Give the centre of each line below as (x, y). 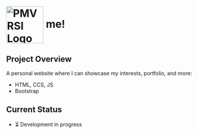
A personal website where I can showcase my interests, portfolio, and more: (99, 73)
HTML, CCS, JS (34, 85)
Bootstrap (27, 91)
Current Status (34, 110)
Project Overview (39, 59)
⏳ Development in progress (48, 124)
